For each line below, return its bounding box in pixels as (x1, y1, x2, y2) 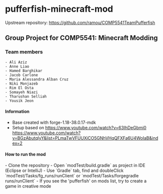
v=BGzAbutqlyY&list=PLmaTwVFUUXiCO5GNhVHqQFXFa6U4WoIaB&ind (12, 135, 159, 141)
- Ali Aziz (5, 60, 27, 65)
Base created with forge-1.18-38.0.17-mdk (12, 119, 96, 125)
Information (5, 109, 30, 115)
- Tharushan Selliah (5, 94, 47, 99)
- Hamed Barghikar (5, 68, 42, 73)
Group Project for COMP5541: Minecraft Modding (5, 34, 158, 42)
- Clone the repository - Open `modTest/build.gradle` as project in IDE (5, 163, 145, 169)
